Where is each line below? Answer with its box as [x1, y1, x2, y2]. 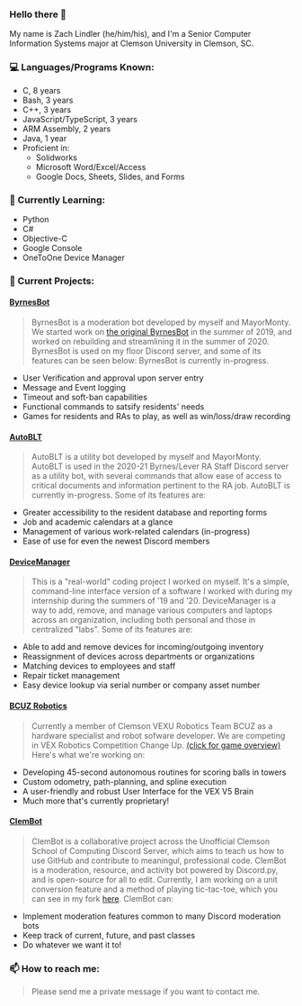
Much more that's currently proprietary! [22, 795, 170, 806]
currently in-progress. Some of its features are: [31, 490, 207, 500]
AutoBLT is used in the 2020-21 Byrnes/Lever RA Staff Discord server [31, 461, 289, 472]
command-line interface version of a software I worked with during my [31, 586, 293, 597]
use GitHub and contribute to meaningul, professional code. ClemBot [31, 855, 287, 866]
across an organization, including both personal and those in [31, 615, 256, 625]
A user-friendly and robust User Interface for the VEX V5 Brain [22, 786, 254, 796]
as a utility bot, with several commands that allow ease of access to [31, 471, 282, 481]
